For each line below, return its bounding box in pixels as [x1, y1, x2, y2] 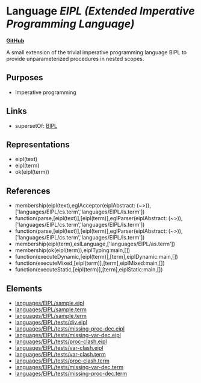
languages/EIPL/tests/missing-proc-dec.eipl [14, 325, 125, 332]
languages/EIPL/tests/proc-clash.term [14, 357, 110, 364]
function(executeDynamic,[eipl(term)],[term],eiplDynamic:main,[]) [14, 253, 179, 261]
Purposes [6, 72, 43, 83]
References [6, 186, 51, 196]
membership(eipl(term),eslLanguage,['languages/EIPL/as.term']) [14, 240, 176, 248]
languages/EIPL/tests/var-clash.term [14, 351, 107, 358]
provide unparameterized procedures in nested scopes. [6, 55, 144, 62]
